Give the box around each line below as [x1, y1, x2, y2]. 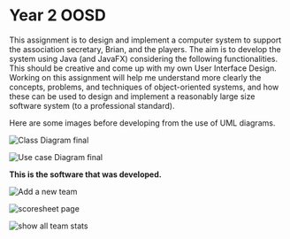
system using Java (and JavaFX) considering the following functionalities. [9, 53, 279, 64]
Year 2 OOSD [9, 5, 106, 26]
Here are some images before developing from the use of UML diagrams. [9, 117, 276, 128]
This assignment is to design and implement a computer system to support [9, 35, 282, 45]
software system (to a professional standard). [9, 100, 175, 111]
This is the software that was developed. [9, 169, 162, 180]
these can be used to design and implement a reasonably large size [9, 90, 256, 102]
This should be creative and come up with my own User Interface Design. [9, 63, 277, 73]
